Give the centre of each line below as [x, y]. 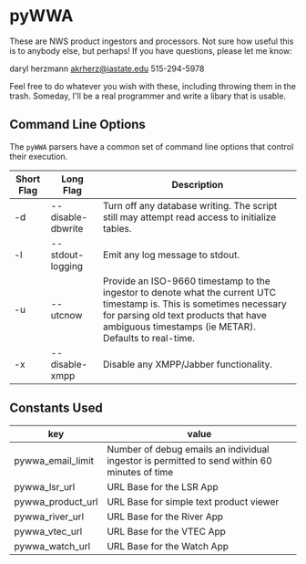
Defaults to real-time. [149, 338]
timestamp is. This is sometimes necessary [195, 304]
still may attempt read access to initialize [189, 217]
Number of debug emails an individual [188, 449]
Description [198, 184]
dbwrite [67, 228]
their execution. [39, 156]
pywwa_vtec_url [48, 531]
